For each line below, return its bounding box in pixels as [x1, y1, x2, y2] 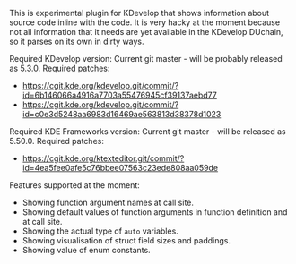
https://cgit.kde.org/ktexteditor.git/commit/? [22, 153, 185, 164]
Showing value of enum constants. [22, 245, 151, 255]
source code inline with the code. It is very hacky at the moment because [9, 17, 281, 28]
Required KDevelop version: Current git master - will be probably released [9, 54, 283, 64]
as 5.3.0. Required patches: [9, 63, 110, 73]
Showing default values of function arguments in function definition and [22, 207, 288, 217]
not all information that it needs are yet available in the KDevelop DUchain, [9, 27, 284, 37]
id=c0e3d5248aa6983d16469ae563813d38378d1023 [22, 109, 222, 119]
